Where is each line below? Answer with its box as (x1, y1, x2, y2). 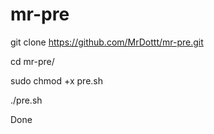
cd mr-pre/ (10, 55, 55, 67)
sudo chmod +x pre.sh (10, 74, 104, 87)
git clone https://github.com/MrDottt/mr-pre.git (10, 36, 204, 48)
